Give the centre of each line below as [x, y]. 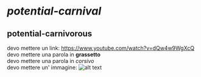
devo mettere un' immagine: [42, 67]
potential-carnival [54, 11]
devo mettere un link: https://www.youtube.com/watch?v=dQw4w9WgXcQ [101, 48]
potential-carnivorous [50, 34]
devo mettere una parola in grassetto [54, 55]
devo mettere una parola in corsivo [51, 61]
